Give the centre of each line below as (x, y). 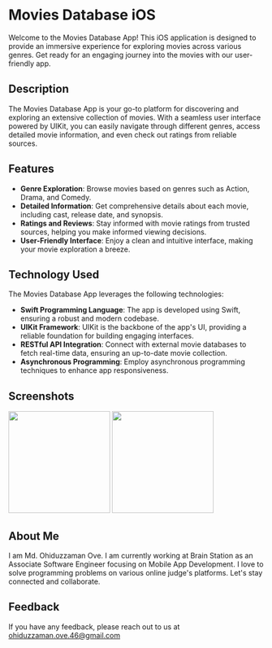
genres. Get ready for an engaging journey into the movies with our (121, 55)
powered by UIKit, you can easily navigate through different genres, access (134, 126)
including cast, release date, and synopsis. (92, 214)
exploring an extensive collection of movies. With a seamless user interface (135, 117)
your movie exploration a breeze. (75, 249)
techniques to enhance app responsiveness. (94, 370)
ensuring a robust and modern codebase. (90, 318)
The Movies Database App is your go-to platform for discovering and (124, 108)
